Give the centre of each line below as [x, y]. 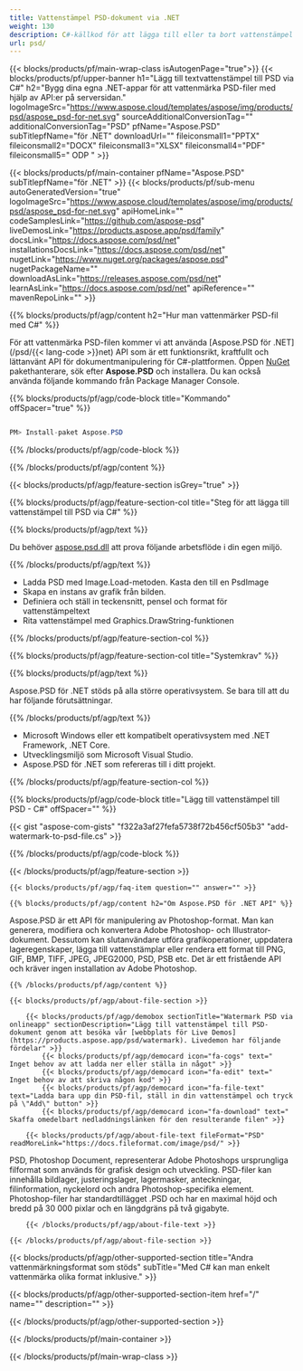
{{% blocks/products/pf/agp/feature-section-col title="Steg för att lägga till [149, 502]
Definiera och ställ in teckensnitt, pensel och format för [125, 602]
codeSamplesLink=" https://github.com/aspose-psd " [107, 221]
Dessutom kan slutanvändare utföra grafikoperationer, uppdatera [172, 940]
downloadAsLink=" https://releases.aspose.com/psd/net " [115, 279]
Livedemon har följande [236, 1041]
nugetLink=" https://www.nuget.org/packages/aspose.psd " [119, 260]
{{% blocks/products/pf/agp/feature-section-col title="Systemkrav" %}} [144, 656]
